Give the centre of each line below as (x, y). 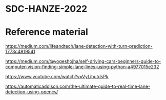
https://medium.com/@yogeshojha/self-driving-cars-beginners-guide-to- (83, 61)
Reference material (47, 32)
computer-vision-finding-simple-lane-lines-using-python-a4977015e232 (82, 67)
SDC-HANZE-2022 (46, 9)
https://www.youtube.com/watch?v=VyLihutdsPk (57, 77)
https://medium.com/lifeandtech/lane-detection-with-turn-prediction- (79, 46)
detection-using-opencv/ (32, 92)
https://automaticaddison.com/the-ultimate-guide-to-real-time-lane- (78, 86)
